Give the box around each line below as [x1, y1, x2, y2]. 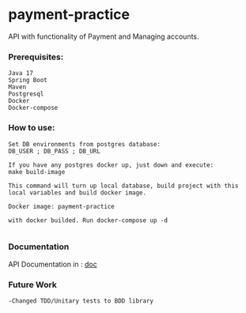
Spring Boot [8, 77, 47, 85]
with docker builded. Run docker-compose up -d [8, 216, 168, 224]
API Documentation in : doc [8, 259, 97, 269]
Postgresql [8, 90, 44, 98]
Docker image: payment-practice [8, 202, 115, 210]
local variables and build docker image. [8, 188, 147, 197]
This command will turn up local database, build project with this [8, 182, 239, 190]
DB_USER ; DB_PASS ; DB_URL [8, 147, 101, 155]
